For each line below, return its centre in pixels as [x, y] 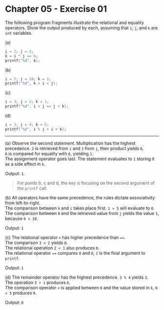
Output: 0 [14, 302]
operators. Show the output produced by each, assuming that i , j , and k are [81, 27]
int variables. [19, 33]
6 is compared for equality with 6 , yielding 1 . [49, 153]
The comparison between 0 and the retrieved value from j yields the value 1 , [82, 213]
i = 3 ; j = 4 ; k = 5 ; [27, 125]
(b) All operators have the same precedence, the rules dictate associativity [80, 197]
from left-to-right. [23, 203]
